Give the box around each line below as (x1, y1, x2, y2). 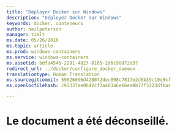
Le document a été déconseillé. (6, 114, 169, 128)
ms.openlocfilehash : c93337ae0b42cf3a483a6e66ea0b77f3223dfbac (6, 83, 171, 89)
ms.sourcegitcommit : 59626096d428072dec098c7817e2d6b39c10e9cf (6, 77, 171, 83)
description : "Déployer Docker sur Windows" (6, 15, 122, 21)
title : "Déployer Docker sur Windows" (6, 9, 105, 15)
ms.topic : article (6, 43, 53, 49)
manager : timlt (6, 32, 45, 38)
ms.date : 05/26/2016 (6, 37, 59, 43)
